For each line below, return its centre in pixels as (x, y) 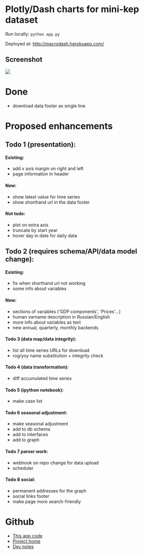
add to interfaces (30, 435)
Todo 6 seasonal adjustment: (36, 412)
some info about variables (40, 289)
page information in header (41, 174)
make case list (27, 401)
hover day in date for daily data (45, 235)
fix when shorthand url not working (49, 283)
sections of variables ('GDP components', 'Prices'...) (66, 312)
